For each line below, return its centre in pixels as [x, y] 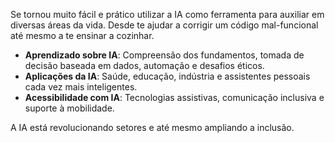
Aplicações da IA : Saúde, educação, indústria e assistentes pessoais [167, 76]
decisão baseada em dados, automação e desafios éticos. [144, 65]
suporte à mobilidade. [69, 108]
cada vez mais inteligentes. [81, 87]
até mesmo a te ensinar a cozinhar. [82, 35]
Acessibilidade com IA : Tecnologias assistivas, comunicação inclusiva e [174, 97]
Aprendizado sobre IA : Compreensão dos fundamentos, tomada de [164, 55]
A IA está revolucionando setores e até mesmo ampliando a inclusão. [152, 127]
